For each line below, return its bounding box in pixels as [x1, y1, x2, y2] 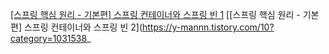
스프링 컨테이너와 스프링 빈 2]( [23, 21, 143, 33]
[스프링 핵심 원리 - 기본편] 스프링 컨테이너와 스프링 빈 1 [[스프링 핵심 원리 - [10, 9, 301, 20]
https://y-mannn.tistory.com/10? [141, 21, 275, 33]
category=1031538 [10, 33, 88, 44]
